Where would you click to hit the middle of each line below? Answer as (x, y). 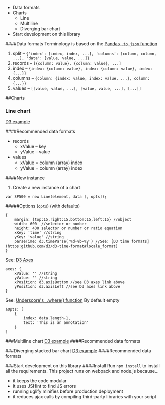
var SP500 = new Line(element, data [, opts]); (56, 197)
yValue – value (35, 152)
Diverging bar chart (40, 29)
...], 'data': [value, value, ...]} (51, 58)
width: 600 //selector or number (50, 224)
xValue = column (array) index (51, 163)
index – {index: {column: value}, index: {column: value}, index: (82, 68)
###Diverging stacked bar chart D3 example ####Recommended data (78, 351)
